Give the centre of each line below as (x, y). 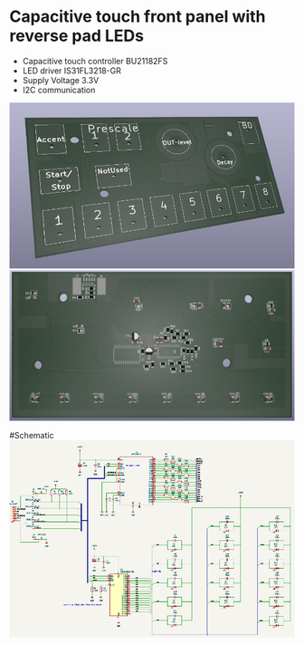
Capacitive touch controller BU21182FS (95, 61)
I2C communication (59, 90)
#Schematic (32, 435)
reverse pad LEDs (77, 36)
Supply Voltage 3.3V (61, 80)
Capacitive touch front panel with (138, 17)
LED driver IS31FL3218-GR (72, 71)
